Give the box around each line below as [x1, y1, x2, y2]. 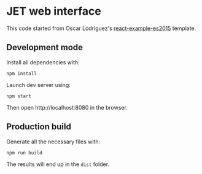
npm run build [6, 149, 43, 156]
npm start [6, 93, 32, 99]
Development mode [6, 42, 84, 53]
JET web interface [6, 4, 101, 18]
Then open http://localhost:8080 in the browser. [6, 104, 128, 111]
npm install [6, 70, 37, 77]
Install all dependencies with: [6, 58, 80, 66]
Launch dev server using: [6, 81, 71, 88]
